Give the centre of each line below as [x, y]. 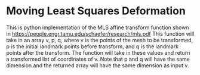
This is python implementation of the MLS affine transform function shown [98, 27]
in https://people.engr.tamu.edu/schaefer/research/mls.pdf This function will [100, 33]
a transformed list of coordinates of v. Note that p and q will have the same [98, 59]
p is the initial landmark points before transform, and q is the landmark [93, 46]
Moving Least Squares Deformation [96, 11]
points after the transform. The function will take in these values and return [98, 52]
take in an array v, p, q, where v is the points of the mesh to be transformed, [99, 40]
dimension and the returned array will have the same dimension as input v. [98, 65]
